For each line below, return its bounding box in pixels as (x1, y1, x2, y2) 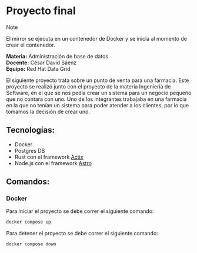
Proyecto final (6, 4, 76, 18)
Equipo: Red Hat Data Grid (6, 65, 71, 72)
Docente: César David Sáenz (6, 59, 77, 66)
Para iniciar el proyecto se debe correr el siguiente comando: (6, 208, 154, 215)
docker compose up (6, 219, 51, 225)
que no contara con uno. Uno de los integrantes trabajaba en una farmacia (6, 96, 187, 103)
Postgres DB (14, 147, 45, 154)
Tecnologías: (6, 125, 55, 135)
